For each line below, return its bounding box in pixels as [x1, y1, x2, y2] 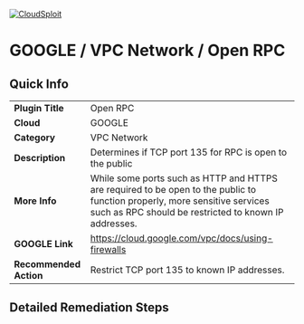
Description [14, 152, 66, 164]
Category [14, 131, 56, 144]
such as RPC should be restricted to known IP [90, 206, 284, 218]
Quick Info [9, 76, 70, 91]
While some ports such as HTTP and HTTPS [90, 172, 278, 185]
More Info [14, 195, 57, 207]
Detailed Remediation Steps [9, 300, 169, 316]
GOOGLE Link [14, 238, 74, 250]
